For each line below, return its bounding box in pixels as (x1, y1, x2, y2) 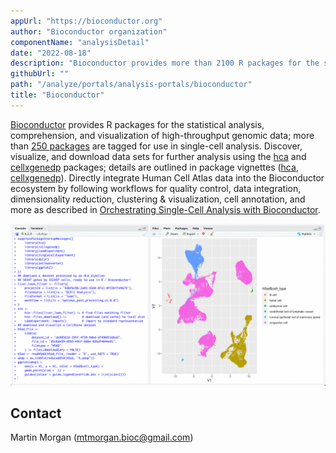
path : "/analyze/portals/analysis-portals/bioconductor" (10, 80, 253, 90)
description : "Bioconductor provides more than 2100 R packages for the (10, 58, 320, 69)
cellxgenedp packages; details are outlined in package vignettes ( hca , (10, 161, 299, 173)
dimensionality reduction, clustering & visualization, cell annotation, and (10, 193, 306, 205)
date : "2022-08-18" (10, 48, 92, 58)
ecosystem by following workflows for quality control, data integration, (10, 182, 302, 194)
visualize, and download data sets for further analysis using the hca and (10, 150, 307, 162)
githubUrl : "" (10, 69, 70, 79)
